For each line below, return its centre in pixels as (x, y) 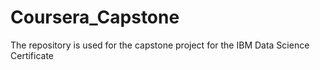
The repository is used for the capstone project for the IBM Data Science (160, 45)
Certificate (32, 55)
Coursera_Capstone (95, 17)
